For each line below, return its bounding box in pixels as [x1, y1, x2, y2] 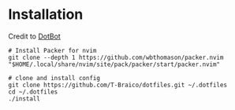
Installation [8, 5, 84, 24]
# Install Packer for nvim [8, 46, 97, 54]
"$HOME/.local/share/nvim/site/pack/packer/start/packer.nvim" [8, 60, 221, 68]
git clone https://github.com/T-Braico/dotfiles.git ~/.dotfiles [8, 81, 227, 89]
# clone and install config [8, 74, 101, 82]
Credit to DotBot [8, 31, 61, 41]
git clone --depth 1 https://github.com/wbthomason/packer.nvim [8, 53, 224, 61]
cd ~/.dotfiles [8, 88, 58, 96]
